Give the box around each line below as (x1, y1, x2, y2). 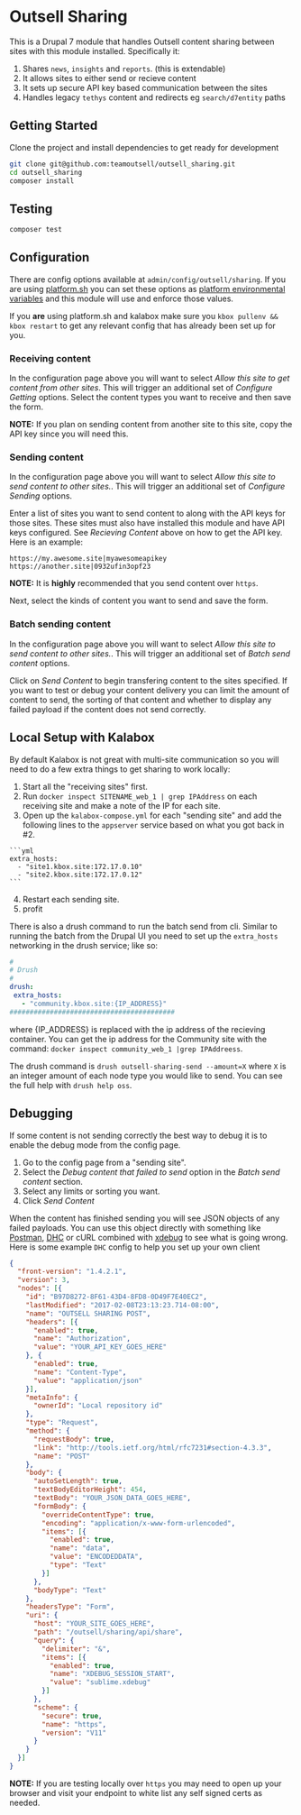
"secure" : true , (41, 1711, 103, 1720)
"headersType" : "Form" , (25, 1602, 115, 1611)
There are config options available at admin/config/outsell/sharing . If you (9, 273, 287, 285)
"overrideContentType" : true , (41, 1510, 155, 1519)
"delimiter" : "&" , (41, 1644, 111, 1654)
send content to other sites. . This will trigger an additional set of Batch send (9, 647, 291, 659)
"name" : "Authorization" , (32, 1334, 131, 1343)
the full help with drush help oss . (9, 1079, 132, 1090)
